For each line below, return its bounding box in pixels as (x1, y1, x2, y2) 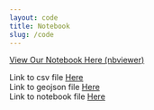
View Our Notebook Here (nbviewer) (9, 55, 145, 66)
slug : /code (9, 30, 54, 39)
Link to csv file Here (9, 72, 84, 83)
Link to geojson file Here (9, 82, 101, 93)
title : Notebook (9, 22, 70, 31)
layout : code (9, 13, 59, 23)
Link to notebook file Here (9, 91, 106, 102)
